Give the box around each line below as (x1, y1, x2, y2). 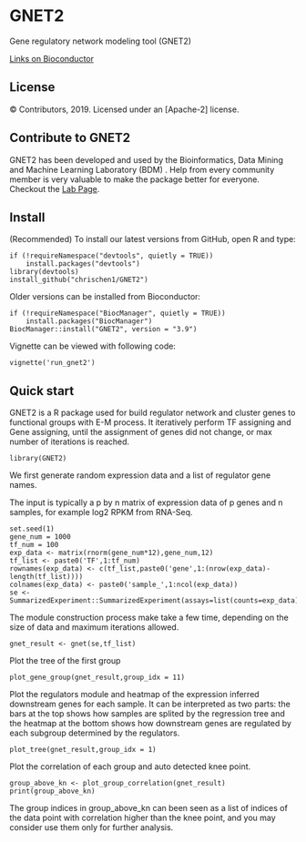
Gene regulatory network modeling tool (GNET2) (9, 36, 192, 46)
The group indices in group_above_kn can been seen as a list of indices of (9, 803, 289, 814)
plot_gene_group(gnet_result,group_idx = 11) (9, 673, 185, 683)
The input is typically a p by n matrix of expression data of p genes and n (9, 497, 284, 508)
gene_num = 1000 (9, 533, 71, 542)
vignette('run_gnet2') (9, 359, 96, 368)
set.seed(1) (9, 524, 55, 533)
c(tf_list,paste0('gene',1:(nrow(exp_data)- (98, 564, 271, 573)
